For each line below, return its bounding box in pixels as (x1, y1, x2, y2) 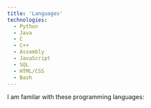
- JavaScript (13, 55, 51, 62)
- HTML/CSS (13, 67, 45, 74)
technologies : (7, 17, 48, 23)
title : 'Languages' (7, 10, 63, 17)
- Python (13, 23, 39, 30)
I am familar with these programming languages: (7, 93, 145, 101)
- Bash (13, 74, 32, 81)
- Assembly (13, 49, 45, 56)
